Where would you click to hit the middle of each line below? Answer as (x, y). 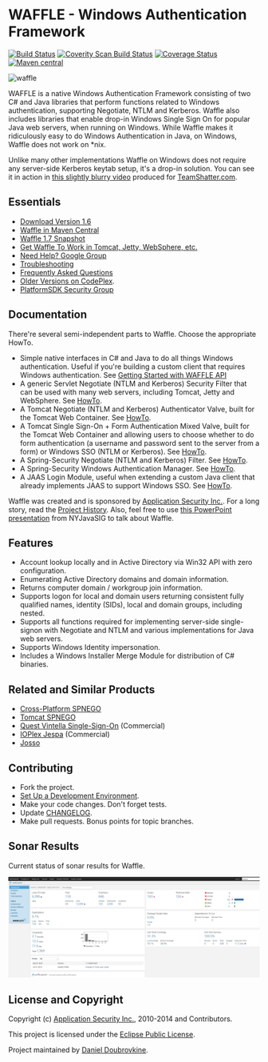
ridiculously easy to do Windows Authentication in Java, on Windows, (123, 136)
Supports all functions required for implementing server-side (119, 622)
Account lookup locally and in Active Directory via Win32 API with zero (136, 563)
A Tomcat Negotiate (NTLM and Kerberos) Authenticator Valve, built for (137, 409)
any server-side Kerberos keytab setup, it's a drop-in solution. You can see (132, 168)
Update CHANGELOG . (56, 813)
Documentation (48, 315)
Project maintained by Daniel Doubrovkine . (79, 1050)
